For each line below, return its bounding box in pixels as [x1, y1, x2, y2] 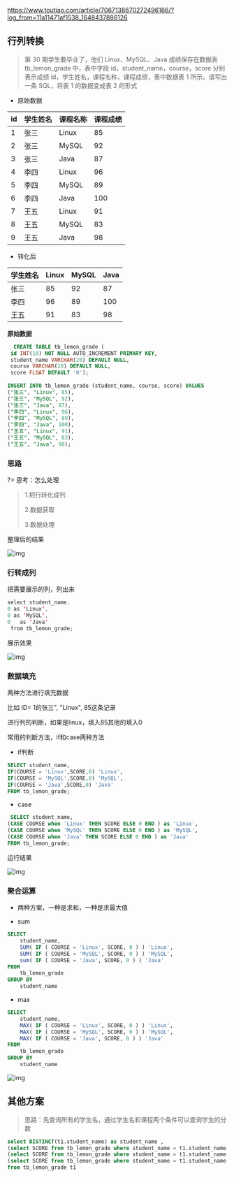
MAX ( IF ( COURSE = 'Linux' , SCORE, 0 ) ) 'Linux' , [20, 1021, 173, 1029]
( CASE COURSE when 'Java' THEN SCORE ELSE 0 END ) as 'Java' [7, 834, 189, 841]
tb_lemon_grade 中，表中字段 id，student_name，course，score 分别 [24, 64, 226, 72]
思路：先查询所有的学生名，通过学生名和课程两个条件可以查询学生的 [24, 1115, 221, 1124]
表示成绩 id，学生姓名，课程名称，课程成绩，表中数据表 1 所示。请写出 [24, 73, 228, 81]
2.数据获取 [24, 506, 55, 514]
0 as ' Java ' [7, 618, 49, 626]
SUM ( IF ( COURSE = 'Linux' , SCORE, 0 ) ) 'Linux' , [20, 943, 173, 951]
